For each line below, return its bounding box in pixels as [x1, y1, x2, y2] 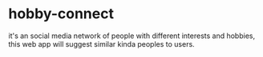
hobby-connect [8, 5, 115, 23]
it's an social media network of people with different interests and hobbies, [8, 31, 255, 40]
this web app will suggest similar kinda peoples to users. [8, 39, 195, 48]
